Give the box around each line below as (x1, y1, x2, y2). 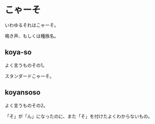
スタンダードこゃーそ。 (5, 73, 54, 79)
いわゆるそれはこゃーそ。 (5, 22, 59, 28)
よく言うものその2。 (5, 102, 48, 108)
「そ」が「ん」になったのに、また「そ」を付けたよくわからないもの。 (5, 113, 153, 119)
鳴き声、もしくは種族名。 (5, 33, 59, 39)
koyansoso (5, 88, 41, 97)
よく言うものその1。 (5, 62, 47, 68)
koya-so (5, 48, 32, 57)
